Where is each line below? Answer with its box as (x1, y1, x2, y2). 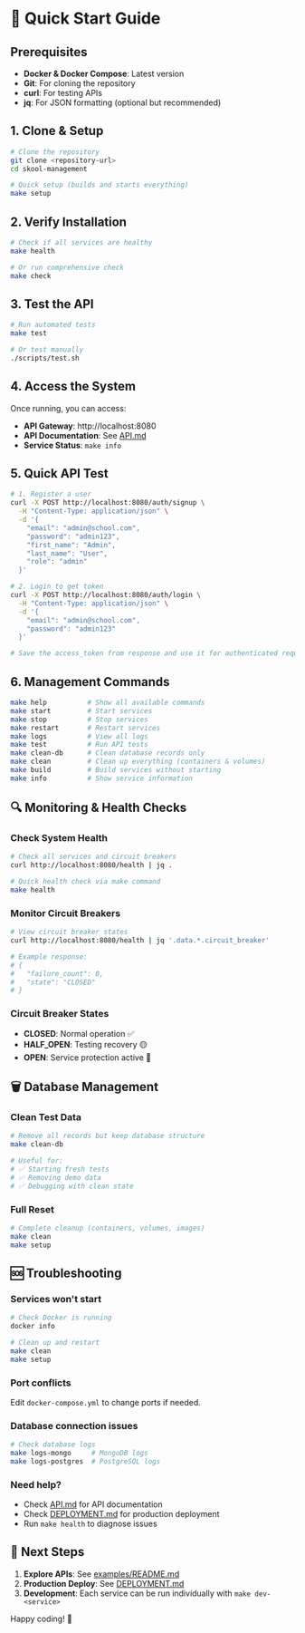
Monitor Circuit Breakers (10, 906, 121, 919)
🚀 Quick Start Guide (10, 8, 161, 29)
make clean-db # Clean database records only (10, 749, 205, 758)
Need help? (10, 1478, 62, 1491)
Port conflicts (10, 1377, 71, 1389)
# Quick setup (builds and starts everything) (10, 180, 189, 189)
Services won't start (10, 1292, 102, 1305)
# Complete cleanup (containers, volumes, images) (10, 1223, 205, 1232)
